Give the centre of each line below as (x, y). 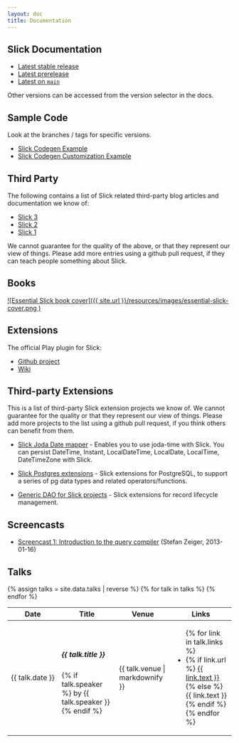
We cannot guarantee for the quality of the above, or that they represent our (119, 245)
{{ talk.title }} (83, 654)
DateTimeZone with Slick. (55, 460)
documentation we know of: (48, 203)
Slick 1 (27, 232)
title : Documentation (39, 21)
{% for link (203, 633)
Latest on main (39, 82)
